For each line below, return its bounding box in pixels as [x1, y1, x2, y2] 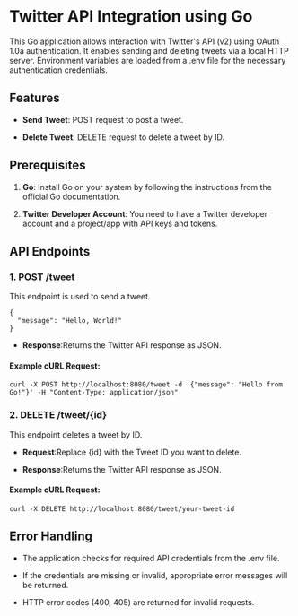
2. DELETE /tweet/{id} [9, 409, 108, 421]
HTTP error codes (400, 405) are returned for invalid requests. [22, 596, 255, 607]
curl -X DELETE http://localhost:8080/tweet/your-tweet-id [9, 504, 235, 513]
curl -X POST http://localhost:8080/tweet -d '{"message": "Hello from [9, 380, 283, 389]
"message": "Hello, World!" [17, 317, 123, 325]
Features [9, 91, 60, 106]
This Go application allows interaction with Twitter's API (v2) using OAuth [9, 36, 280, 47]
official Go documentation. [22, 191, 121, 202]
